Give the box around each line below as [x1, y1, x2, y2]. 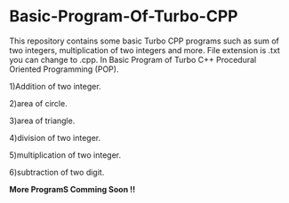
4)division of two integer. [9, 132, 101, 143]
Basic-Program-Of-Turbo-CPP [9, 6, 238, 27]
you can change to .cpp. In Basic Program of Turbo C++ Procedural [9, 54, 257, 65]
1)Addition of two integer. [9, 81, 101, 91]
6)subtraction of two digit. [9, 167, 105, 177]
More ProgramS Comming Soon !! [9, 183, 136, 194]
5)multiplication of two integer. [9, 149, 122, 160]
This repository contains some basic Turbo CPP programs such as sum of [9, 35, 280, 46]
